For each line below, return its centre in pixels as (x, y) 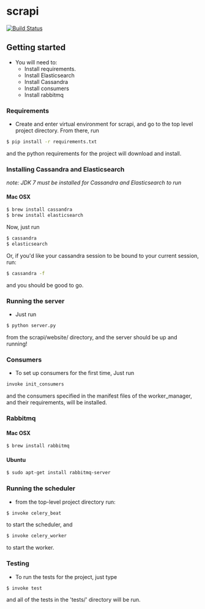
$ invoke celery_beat (34, 513)
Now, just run (23, 227)
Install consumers (47, 88)
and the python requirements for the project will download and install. (94, 153)
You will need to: (36, 62)
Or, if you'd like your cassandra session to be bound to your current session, (102, 255)
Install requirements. (50, 69)
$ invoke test (24, 588)
